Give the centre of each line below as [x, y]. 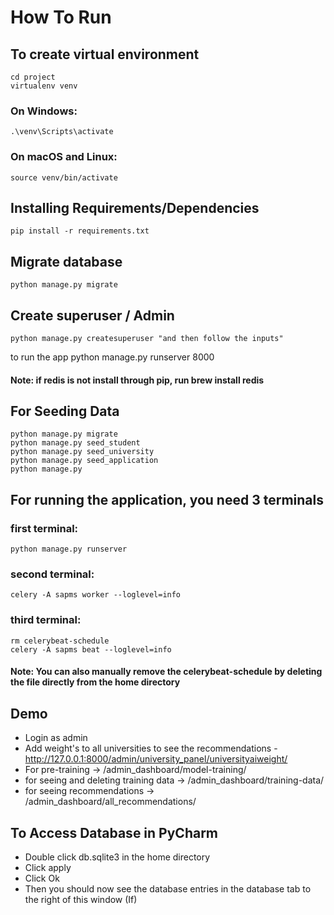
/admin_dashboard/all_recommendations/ [110, 802]
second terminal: [52, 574]
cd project [33, 77]
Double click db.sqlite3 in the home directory [117, 857]
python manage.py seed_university [82, 452]
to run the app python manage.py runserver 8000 [112, 357]
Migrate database [66, 261]
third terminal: [46, 620]
